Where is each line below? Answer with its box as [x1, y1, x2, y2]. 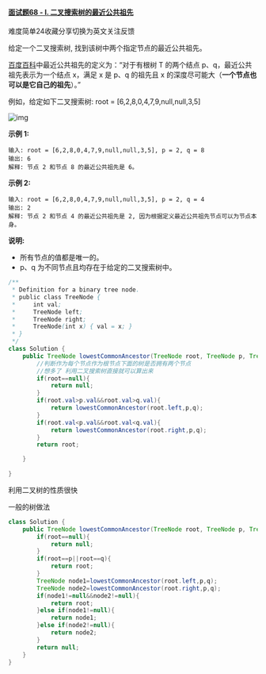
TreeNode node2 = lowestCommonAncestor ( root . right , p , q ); [36, 584, 222, 592]
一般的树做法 [8, 502, 50, 511]
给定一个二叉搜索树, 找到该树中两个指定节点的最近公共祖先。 [8, 44, 207, 53]
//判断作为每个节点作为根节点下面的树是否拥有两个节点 [36, 360, 192, 368]
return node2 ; [50, 629, 97, 637]
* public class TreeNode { [11, 293, 101, 301]
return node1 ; [50, 614, 97, 622]
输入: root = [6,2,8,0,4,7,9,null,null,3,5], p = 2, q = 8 [8, 147, 205, 155]
